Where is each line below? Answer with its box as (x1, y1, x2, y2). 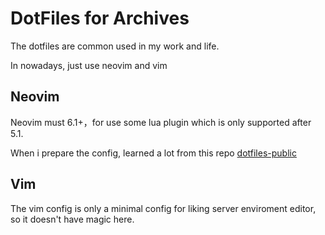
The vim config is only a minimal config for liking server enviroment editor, (10, 202, 317, 214)
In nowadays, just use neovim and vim (10, 59, 168, 71)
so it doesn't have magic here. (10, 213, 135, 225)
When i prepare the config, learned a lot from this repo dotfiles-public (10, 147, 297, 159)
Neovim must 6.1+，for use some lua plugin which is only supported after (10, 116, 312, 128)
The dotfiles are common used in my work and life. (10, 40, 220, 52)
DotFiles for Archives (10, 7, 190, 30)
